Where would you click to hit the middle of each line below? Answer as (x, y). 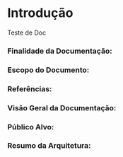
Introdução (40, 13)
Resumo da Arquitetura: (49, 146)
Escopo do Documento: (48, 70)
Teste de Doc (27, 33)
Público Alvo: (31, 127)
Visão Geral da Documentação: (62, 107)
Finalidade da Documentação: (60, 51)
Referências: (30, 88)
